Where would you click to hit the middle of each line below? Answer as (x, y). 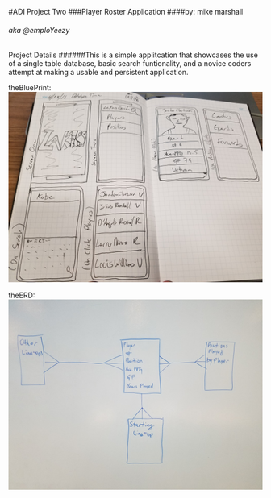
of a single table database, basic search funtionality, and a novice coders (130, 64)
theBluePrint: (30, 88)
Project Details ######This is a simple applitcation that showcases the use (133, 55)
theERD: (22, 295)
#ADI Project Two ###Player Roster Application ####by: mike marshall (126, 12)
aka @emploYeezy (39, 30)
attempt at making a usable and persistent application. (98, 73)
